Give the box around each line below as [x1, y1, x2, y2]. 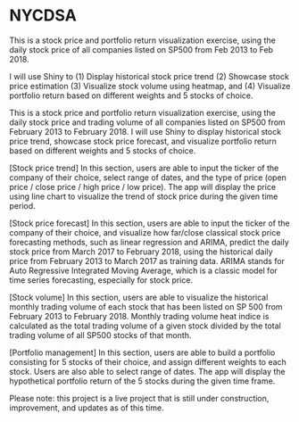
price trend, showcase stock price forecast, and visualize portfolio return [9, 136, 277, 146]
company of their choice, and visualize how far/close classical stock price [9, 227, 281, 237]
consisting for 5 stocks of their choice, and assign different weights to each [9, 356, 287, 367]
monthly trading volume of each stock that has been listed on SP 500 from [9, 301, 283, 312]
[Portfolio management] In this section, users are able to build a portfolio [9, 347, 276, 358]
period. [9, 200, 36, 211]
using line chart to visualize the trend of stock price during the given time [9, 191, 278, 202]
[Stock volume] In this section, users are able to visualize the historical [9, 292, 269, 302]
